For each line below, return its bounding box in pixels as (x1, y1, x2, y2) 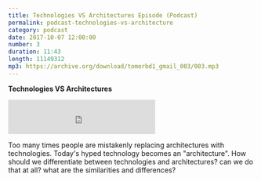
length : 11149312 (8, 56, 65, 63)
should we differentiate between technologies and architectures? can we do (8, 157, 253, 166)
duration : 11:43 (8, 48, 61, 56)
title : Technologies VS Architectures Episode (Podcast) (8, 11, 198, 20)
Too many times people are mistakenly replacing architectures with (8, 140, 225, 150)
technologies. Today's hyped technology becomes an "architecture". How (8, 148, 247, 157)
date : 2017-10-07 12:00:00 (8, 33, 96, 42)
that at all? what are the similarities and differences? (8, 165, 176, 175)
